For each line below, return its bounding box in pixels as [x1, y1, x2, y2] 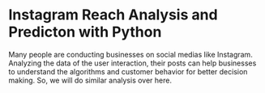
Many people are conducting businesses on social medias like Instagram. [8, 49, 253, 59]
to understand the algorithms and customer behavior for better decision [8, 66, 248, 76]
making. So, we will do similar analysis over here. [8, 75, 173, 85]
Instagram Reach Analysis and [8, 6, 218, 24]
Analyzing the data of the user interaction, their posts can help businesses [8, 58, 257, 68]
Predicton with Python [8, 23, 162, 41]
